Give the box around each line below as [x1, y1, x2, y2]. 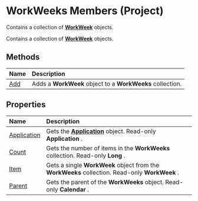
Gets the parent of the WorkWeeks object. [46, 178, 164, 186]
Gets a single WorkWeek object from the [46, 161, 160, 169]
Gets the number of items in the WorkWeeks [46, 144, 170, 152]
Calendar [60, 185, 86, 193]
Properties [6, 100, 46, 110]
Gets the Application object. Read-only [46, 127, 156, 135]
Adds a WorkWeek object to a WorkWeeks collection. [31, 80, 182, 88]
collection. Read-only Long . [46, 151, 126, 160]
